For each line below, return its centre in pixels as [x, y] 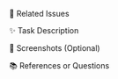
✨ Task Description [44, 30]
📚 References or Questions [59, 65]
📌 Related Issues [39, 14]
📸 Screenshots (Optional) [55, 48]
